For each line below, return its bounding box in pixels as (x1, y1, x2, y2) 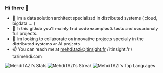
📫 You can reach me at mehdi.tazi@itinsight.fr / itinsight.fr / (12, 46, 133, 52)
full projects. (12, 31, 37, 37)
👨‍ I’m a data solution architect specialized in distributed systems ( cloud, (12, 15, 157, 21)
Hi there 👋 (5, 4, 29, 11)
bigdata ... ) (12, 20, 36, 26)
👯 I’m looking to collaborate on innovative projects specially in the (12, 36, 144, 42)
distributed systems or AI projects (12, 41, 80, 47)
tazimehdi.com (12, 53, 42, 59)
